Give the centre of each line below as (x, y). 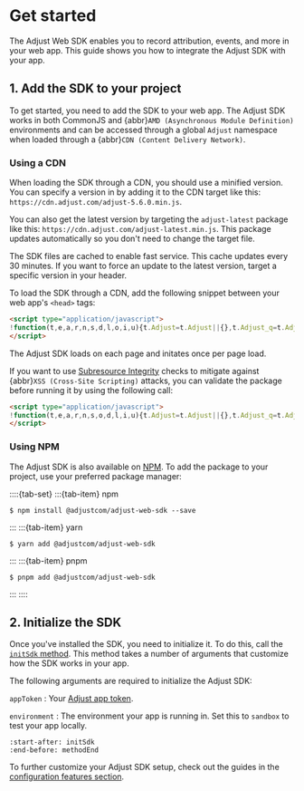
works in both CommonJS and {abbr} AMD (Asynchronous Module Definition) (152, 120)
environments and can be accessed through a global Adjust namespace (143, 130)
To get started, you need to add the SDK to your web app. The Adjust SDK (147, 111)
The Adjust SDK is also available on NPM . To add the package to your (139, 467)
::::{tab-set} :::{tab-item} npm (64, 494)
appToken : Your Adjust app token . (71, 699)
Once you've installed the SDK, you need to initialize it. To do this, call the (146, 644)
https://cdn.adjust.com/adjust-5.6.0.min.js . (96, 202)
